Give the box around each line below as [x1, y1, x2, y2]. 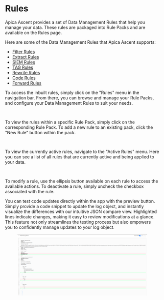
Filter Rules [12, 49, 35, 55]
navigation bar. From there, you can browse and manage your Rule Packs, [5, 94, 154, 101]
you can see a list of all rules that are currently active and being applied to [5, 153, 154, 160]
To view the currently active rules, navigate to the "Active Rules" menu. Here [5, 149, 159, 154]
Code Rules [12, 75, 36, 81]
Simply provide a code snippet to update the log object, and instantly [5, 203, 144, 209]
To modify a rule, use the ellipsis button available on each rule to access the [5, 178, 158, 184]
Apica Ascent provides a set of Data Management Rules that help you [5, 19, 145, 25]
